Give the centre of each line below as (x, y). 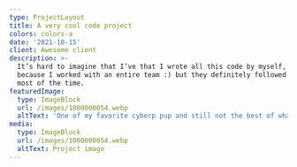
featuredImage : (37, 91)
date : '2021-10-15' (45, 42)
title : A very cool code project (71, 26)
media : (21, 125)
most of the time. (51, 83)
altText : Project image (61, 148)
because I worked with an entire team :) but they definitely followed (152, 75)
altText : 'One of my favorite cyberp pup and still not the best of (146, 116)
